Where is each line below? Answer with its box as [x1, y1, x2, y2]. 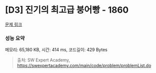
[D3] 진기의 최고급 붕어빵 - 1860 [5, 4, 129, 16]
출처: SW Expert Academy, [17, 57, 70, 63]
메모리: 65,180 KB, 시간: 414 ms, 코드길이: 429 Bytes [5, 47, 108, 53]
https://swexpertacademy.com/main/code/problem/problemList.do [17, 63, 152, 69]
